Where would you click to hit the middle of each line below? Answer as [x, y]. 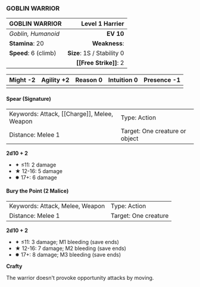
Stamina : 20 [27, 44]
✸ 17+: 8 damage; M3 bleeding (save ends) [68, 254]
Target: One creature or [154, 131]
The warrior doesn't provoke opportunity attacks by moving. [80, 277]
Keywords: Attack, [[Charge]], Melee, [61, 113]
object [130, 138]
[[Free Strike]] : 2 [100, 63]
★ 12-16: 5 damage [38, 171]
